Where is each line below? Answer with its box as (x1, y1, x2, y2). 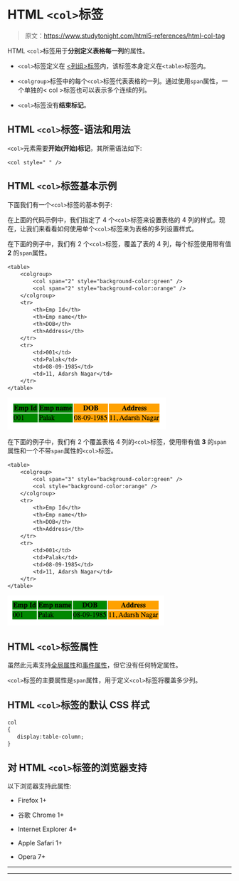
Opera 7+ (17, 853, 46, 861)
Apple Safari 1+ (17, 839, 63, 847)
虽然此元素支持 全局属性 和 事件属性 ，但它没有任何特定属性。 (7, 661, 182, 670)
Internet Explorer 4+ (17, 825, 78, 833)
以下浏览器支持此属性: (7, 782, 73, 790)
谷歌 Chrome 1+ (17, 811, 64, 819)
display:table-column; (16, 734, 84, 741)
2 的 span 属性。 (7, 248, 51, 257)
